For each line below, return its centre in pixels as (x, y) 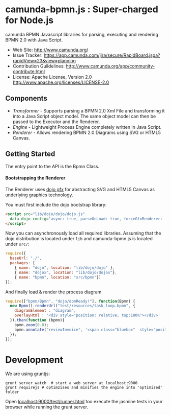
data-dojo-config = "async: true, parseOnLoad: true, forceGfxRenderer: (86, 219)
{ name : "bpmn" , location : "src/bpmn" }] (58, 277)
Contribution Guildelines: (39, 66)
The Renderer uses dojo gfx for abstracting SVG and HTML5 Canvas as (80, 189)
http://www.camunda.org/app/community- (110, 66)
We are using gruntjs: (27, 374)
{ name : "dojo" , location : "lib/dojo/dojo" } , (65, 268)
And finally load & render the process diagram (53, 292)
